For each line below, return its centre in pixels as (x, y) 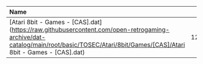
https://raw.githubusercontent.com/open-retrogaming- (91, 30)
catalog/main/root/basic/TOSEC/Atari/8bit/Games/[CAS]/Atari (97, 45)
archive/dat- (27, 37)
